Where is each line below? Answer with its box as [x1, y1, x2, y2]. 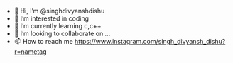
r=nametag [13, 47, 47, 56]
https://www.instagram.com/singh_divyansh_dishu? [74, 38, 226, 45]
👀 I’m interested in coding [13, 14, 90, 23]
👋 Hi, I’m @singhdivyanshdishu [13, 7, 105, 15]
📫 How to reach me [13, 38, 73, 45]
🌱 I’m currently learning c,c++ [13, 22, 102, 30]
